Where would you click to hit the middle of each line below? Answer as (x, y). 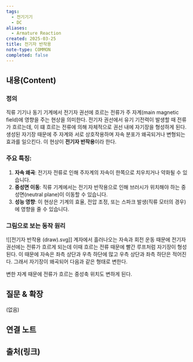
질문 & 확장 (25, 294)
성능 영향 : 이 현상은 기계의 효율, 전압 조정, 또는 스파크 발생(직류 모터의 (94, 202)
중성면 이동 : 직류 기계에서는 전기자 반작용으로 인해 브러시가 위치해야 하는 (97, 187)
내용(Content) (31, 81)
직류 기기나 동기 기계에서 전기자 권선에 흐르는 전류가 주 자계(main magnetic (93, 113)
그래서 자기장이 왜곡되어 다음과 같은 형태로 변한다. (70, 261)
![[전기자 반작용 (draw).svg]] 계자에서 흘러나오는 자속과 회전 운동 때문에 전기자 (96, 239)
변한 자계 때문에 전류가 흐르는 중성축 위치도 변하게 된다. (69, 274)
